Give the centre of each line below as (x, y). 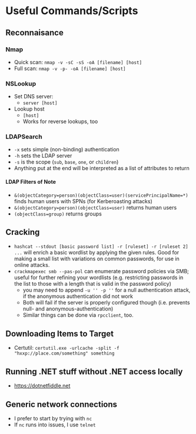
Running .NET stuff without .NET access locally (94, 371)
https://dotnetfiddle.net (42, 386)
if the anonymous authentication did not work (78, 296)
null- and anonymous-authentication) (68, 309)
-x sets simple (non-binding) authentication (67, 150)
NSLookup (21, 84)
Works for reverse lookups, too (60, 121)
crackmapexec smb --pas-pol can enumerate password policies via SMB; (102, 271)
